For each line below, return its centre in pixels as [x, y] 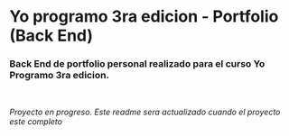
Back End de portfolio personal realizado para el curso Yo [137, 64]
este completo [36, 122]
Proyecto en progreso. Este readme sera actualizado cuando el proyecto [145, 112]
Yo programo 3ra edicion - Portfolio [144, 17]
